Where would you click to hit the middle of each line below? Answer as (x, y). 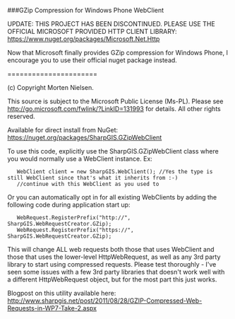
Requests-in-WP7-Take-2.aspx (52, 308)
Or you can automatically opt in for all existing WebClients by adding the (112, 197)
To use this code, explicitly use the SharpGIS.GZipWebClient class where (113, 151)
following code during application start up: (69, 205)
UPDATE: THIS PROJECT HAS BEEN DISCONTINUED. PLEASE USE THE (111, 24)
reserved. (21, 116)
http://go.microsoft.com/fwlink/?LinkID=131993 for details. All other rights (114, 109)
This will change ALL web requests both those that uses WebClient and (111, 249)
